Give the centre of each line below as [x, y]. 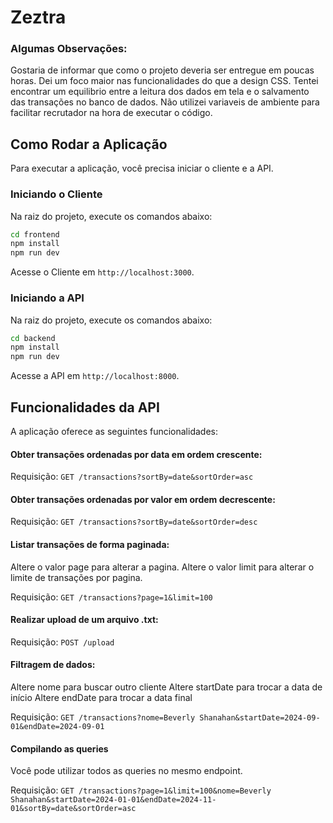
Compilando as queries [59, 748]
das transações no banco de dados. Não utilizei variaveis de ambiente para [165, 102]
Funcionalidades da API [85, 407]
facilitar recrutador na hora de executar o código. [111, 113]
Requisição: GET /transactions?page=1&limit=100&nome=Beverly [141, 790]
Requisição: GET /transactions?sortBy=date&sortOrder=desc [134, 522]
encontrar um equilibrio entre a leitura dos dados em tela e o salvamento [160, 92]
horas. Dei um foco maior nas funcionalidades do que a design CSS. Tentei [164, 81]
